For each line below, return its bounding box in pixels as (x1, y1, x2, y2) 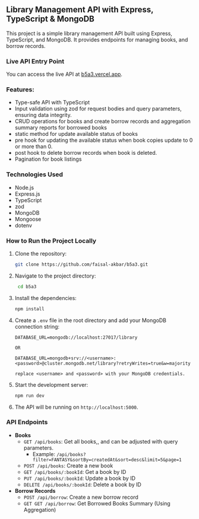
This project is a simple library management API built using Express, (6, 30, 172, 37)
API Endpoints (6, 418, 48, 426)
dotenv (14, 222, 33, 229)
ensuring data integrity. (14, 112, 72, 119)
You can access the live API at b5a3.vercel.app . (6, 71, 123, 78)
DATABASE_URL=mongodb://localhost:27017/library (14, 335, 138, 340)
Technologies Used (6, 170, 64, 179)
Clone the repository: (14, 250, 67, 257)
